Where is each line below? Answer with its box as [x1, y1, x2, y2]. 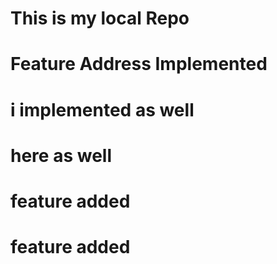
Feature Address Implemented [10, 53, 268, 76]
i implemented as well [10, 98, 195, 121]
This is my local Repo [10, 7, 190, 30]
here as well [10, 144, 112, 167]
